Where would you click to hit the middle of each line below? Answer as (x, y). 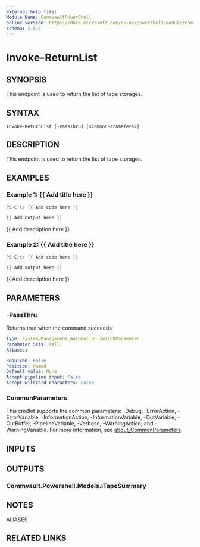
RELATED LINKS (36, 538)
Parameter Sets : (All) (34, 344)
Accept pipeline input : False (44, 377)
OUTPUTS (25, 469)
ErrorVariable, (23, 417)
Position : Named (26, 366)
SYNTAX (23, 113)
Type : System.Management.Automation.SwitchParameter (73, 339)
